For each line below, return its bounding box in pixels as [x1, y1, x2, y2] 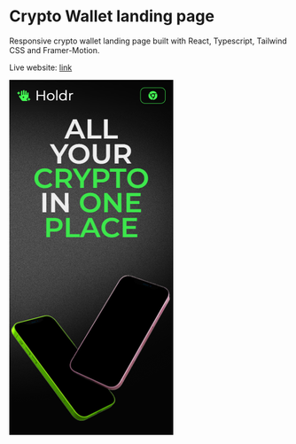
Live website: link [9, 62, 73, 73]
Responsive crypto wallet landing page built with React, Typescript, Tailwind [9, 35, 288, 46]
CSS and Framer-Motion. [9, 44, 100, 55]
